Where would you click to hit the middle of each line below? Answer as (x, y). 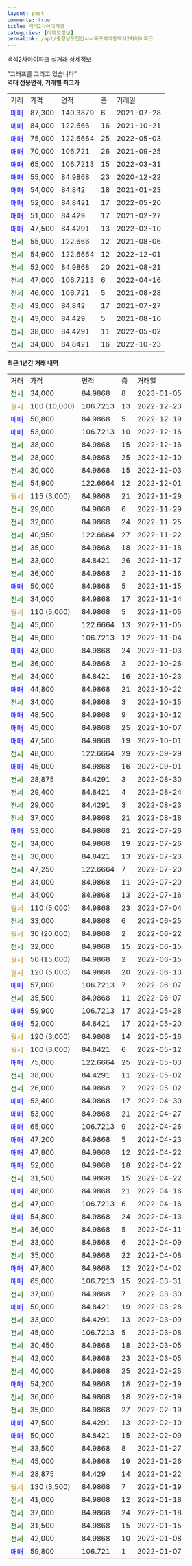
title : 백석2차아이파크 (36, 26)
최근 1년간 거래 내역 (33, 363)
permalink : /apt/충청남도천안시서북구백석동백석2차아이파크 (80, 39)
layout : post (26, 13)
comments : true (29, 20)
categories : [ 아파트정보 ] (40, 33)
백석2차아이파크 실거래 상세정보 (49, 60)
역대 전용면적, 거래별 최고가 (44, 82)
